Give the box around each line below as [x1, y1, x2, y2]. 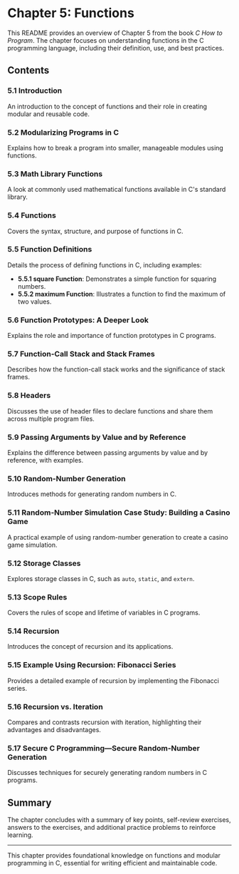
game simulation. [7, 540, 58, 549]
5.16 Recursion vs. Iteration [7, 701, 103, 711]
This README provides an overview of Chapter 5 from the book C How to [7, 29, 223, 37]
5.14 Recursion [7, 626, 60, 636]
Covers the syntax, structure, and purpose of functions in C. [7, 227, 184, 235]
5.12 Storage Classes [7, 558, 81, 568]
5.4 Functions [7, 210, 57, 220]
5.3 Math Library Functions [7, 169, 103, 179]
